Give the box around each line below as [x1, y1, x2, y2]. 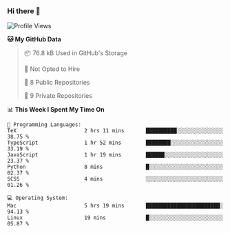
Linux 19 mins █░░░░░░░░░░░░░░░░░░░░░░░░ [7, 214, 224, 221]
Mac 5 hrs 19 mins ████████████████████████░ [7, 203, 224, 210]
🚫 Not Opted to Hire [23, 65, 81, 73]
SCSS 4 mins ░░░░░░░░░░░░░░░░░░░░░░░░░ [7, 176, 224, 183]
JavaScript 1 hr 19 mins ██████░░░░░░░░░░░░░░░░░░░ [7, 152, 224, 159]
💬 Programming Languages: [7, 121, 81, 128]
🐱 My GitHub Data [7, 35, 62, 43]
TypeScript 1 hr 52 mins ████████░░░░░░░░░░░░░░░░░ [7, 139, 224, 147]
